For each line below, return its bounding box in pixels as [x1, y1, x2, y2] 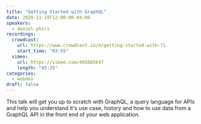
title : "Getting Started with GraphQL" [6, 8, 107, 15]
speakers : [6, 20, 31, 26]
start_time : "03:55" [17, 48, 69, 54]
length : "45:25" [17, 64, 59, 71]
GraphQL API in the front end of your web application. [6, 111, 140, 118]
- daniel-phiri [11, 25, 50, 32]
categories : [6, 70, 36, 76]
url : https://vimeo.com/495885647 [17, 59, 104, 65]
